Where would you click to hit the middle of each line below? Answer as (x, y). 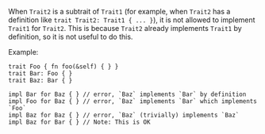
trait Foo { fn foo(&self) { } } (63, 67)
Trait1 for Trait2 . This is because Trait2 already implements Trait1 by (125, 28)
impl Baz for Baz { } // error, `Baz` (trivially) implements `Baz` (124, 115)
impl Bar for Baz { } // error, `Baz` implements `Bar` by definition (127, 94)
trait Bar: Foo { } (40, 74)
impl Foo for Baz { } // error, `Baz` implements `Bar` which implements (133, 101)
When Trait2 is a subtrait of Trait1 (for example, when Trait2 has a (119, 11)
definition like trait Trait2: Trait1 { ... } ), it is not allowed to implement (132, 20)
